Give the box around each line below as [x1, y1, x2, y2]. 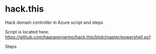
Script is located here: [5, 29, 50, 35]
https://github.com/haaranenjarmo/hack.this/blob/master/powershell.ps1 [5, 34, 151, 40]
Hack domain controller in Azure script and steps [5, 19, 103, 25]
